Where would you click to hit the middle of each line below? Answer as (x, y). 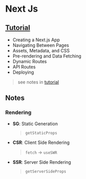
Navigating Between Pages (41, 45)
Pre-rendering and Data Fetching (47, 56)
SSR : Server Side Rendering (42, 162)
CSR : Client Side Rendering (41, 142)
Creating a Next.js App (36, 40)
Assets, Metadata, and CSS (41, 51)
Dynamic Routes (30, 61)
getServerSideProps (46, 171)
